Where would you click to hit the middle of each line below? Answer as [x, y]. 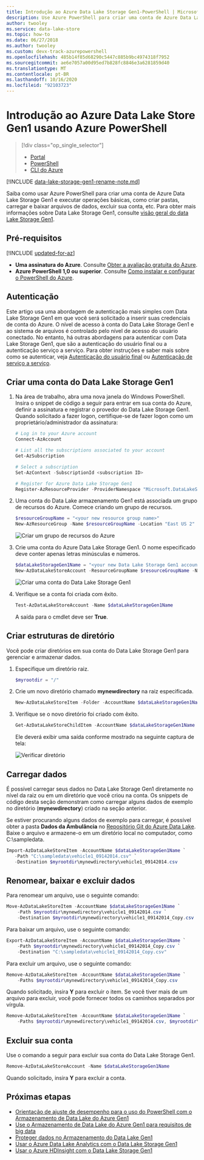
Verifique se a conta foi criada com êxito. [66, 594]
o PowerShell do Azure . [44, 278]
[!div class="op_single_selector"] [63, 145]
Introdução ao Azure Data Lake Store [101, 115]
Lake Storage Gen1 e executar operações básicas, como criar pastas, [93, 200]
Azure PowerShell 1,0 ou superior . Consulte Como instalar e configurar [105, 271]
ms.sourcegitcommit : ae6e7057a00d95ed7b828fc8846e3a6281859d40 [88, 63]
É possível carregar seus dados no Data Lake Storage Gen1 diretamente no [100, 789]
